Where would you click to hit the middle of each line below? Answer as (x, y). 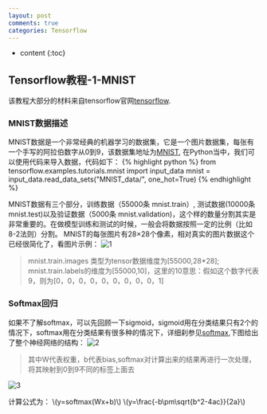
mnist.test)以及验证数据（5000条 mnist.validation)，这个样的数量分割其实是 (132, 214)
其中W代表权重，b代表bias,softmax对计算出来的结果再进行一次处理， (142, 359)
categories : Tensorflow (48, 30)
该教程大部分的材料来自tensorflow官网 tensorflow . (90, 101)
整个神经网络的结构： (50, 342)
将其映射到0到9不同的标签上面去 (81, 369)
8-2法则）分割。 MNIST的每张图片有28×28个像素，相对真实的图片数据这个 (132, 234)
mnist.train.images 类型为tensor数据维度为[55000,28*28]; (124, 261)
